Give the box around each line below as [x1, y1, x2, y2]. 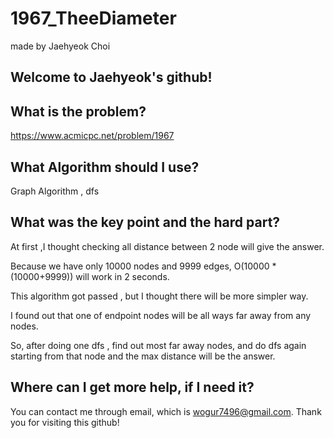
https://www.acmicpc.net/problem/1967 [10, 130, 175, 142]
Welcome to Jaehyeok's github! [10, 69, 213, 86]
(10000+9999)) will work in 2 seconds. [10, 270, 170, 282]
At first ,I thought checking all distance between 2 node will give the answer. [10, 240, 325, 252]
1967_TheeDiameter [10, 7, 177, 30]
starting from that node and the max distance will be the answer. [10, 350, 276, 362]
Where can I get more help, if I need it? [10, 379, 255, 396]
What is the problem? [10, 103, 147, 120]
